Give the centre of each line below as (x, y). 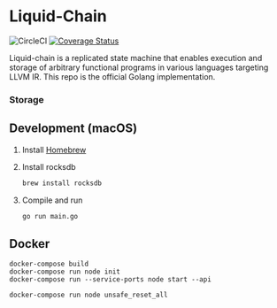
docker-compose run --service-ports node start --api (111, 280)
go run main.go (50, 216)
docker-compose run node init (65, 272)
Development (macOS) (73, 129)
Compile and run (52, 200)
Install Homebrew (54, 150)
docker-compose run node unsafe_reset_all (88, 295)
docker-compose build (49, 264)
